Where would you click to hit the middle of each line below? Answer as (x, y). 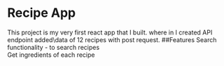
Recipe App (41, 13)
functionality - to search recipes (54, 47)
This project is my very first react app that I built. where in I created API (110, 32)
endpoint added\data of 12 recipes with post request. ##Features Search (112, 39)
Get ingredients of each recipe (51, 55)
